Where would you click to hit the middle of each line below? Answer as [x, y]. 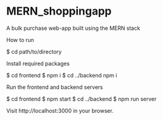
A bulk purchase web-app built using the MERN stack [73, 28]
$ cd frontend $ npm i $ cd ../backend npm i [62, 75]
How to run [20, 40]
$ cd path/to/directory [34, 51]
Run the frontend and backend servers [55, 87]
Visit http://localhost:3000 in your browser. [60, 110]
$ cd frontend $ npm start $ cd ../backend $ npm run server [81, 99]
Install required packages [38, 63]
